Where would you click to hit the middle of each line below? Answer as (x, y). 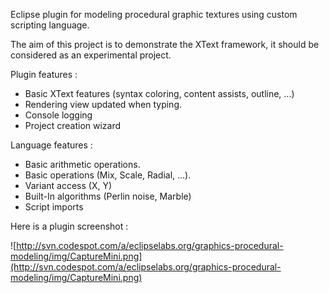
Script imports (54, 207)
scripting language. (50, 25)
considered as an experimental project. (91, 55)
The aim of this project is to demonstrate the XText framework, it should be (165, 44)
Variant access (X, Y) (68, 185)
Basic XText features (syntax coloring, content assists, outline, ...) (159, 93)
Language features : (51, 145)
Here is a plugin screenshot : (69, 226)
